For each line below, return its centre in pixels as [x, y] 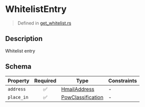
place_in [18, 97]
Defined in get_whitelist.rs [44, 23]
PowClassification [82, 97]
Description [24, 39]
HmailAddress [78, 89]
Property [19, 80]
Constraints [122, 80]
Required [45, 80]
